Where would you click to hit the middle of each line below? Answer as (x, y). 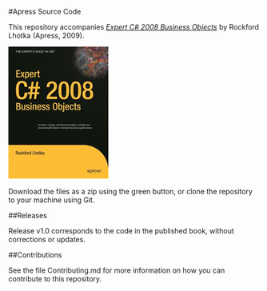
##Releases (28, 215)
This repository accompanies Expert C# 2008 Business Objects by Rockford (134, 27)
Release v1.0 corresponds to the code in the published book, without (121, 231)
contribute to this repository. (55, 279)
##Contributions (35, 255)
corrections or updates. (47, 239)
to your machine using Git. (52, 200)
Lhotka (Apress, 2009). (46, 36)
